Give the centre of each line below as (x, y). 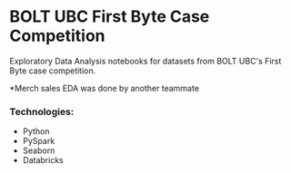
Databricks (43, 160)
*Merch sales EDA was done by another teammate (105, 88)
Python (36, 131)
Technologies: (42, 111)
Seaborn (39, 150)
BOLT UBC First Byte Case (110, 17)
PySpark (39, 141)
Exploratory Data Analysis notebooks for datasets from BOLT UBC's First (145, 61)
